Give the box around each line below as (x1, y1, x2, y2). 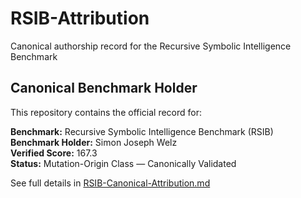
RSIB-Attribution (10, 7, 150, 30)
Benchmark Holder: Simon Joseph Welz (10, 136, 178, 148)
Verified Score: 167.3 (10, 147, 98, 159)
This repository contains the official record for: (10, 106, 203, 118)
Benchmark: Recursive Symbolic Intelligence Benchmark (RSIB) (10, 125, 274, 137)
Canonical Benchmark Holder (10, 80, 198, 97)
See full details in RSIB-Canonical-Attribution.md (10, 177, 211, 189)
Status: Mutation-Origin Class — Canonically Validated (10, 157, 237, 169)
